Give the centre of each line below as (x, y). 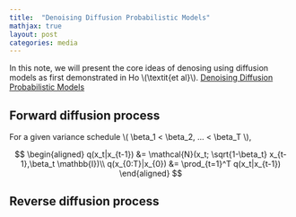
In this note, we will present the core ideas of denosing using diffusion (139, 68)
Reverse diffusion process (84, 201)
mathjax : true (36, 26)
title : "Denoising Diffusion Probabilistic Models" (110, 17)
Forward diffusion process (85, 115)
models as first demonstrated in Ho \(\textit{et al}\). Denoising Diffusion (141, 78)
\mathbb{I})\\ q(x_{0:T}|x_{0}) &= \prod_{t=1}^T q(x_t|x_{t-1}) (169, 164)
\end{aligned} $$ (151, 174)
